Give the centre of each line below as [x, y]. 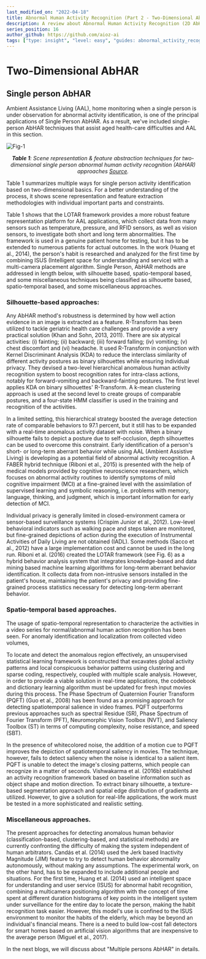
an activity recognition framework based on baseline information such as [99, 777]
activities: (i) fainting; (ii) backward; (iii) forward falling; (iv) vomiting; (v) [97, 342]
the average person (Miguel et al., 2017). [57, 937]
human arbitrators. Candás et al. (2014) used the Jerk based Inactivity [95, 852]
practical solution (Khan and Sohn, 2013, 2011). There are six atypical [93, 335]
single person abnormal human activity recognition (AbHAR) [119, 165]
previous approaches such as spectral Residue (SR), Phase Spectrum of [97, 713]
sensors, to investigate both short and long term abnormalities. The [91, 234]
